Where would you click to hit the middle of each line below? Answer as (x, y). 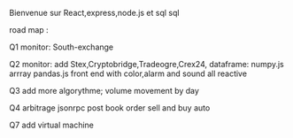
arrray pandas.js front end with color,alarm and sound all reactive (128, 73)
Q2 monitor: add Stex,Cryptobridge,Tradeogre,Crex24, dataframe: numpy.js (147, 64)
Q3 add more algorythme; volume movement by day (104, 91)
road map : (29, 30)
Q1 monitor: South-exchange (62, 47)
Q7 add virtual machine (52, 125)
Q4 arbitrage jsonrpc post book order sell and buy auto (110, 108)
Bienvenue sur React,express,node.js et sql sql (94, 13)
